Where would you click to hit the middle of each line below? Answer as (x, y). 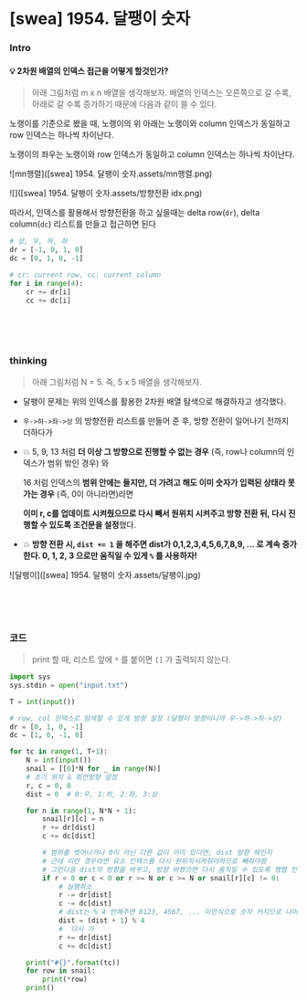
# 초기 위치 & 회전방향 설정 (72, 777)
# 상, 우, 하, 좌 (39, 242)
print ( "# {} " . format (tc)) (73, 963)
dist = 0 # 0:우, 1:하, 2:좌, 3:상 (92, 794)
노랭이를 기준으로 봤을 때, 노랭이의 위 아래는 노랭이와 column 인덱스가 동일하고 (150, 123)
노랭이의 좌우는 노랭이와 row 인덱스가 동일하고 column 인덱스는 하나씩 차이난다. (152, 154)
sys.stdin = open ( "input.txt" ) (69, 685)
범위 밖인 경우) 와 (78, 463)
